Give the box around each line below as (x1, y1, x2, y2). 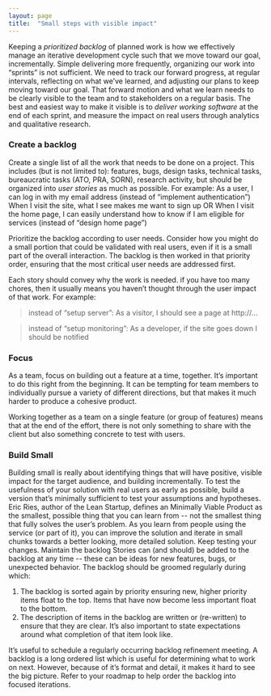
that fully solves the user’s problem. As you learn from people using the (8, 520, 247, 529)
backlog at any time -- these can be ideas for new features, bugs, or (8, 554, 236, 563)
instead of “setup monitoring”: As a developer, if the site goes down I (28, 323, 257, 333)
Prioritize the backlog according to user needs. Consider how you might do (8, 233, 259, 243)
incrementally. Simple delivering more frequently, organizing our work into (8, 58, 255, 69)
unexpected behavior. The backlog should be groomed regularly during (8, 562, 247, 572)
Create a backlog (8, 139, 77, 151)
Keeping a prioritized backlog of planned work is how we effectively (8, 41, 235, 51)
